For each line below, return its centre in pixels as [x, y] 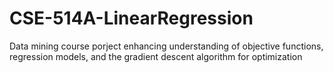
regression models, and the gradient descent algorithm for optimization [156, 56]
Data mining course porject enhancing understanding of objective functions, [166, 46]
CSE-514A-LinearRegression [131, 18]
